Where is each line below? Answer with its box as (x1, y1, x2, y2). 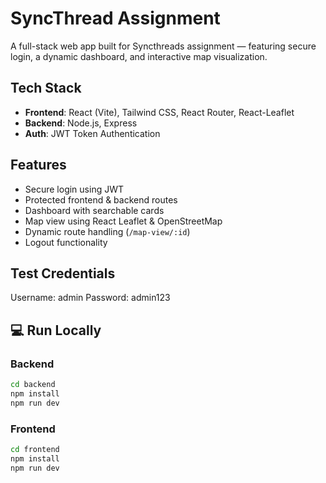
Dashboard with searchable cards (24, 204, 165, 216)
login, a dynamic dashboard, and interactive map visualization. (10, 50, 268, 62)
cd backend (10, 380, 56, 390)
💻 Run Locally (10, 322, 102, 339)
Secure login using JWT (24, 183, 125, 195)
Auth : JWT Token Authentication (24, 127, 161, 139)
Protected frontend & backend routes (24, 193, 178, 206)
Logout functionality (24, 236, 108, 248)
